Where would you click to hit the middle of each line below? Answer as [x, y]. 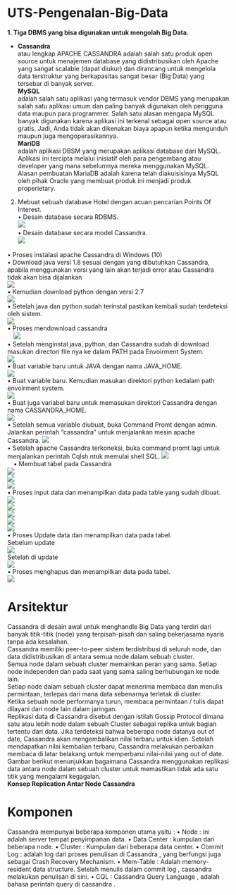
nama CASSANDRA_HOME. [47, 410]
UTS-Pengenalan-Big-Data [88, 13]
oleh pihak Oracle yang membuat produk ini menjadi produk [104, 180]
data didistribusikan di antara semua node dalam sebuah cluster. [101, 656]
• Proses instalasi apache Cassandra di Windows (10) [85, 254]
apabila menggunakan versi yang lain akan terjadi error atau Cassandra [111, 270]
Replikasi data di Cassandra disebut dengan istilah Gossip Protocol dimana [116, 716]
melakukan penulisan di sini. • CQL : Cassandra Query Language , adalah [114, 876]
